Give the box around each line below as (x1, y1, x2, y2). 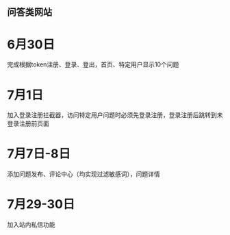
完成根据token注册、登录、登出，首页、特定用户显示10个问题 (7, 60, 179, 69)
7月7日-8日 (7, 146, 71, 162)
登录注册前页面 (7, 119, 49, 128)
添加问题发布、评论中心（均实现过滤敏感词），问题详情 (7, 170, 160, 178)
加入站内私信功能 (7, 221, 55, 229)
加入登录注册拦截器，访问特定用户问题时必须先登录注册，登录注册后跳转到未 (7, 111, 223, 119)
